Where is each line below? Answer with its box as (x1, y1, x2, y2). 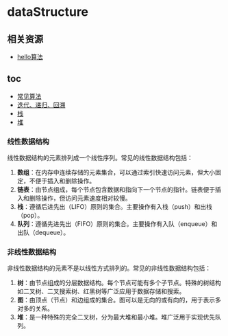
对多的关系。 (16, 304, 53, 313)
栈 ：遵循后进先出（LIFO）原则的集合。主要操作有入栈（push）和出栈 (16, 203, 212, 211)
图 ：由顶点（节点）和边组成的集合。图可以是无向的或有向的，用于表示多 (16, 296, 221, 304)
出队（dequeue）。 (16, 228, 70, 237)
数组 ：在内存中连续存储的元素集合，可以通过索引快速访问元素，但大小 (16, 168, 216, 177)
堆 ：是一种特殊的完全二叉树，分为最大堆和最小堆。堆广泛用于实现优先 (16, 313, 216, 322)
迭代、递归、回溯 (16, 100, 66, 109)
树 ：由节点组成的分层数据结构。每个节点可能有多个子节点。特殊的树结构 (16, 279, 221, 287)
